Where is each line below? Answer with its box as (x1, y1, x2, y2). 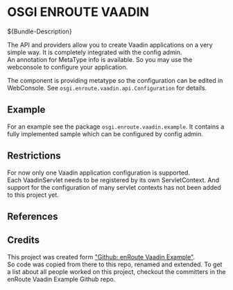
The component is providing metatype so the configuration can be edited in (7, 76, 223, 84)
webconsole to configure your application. (7, 63, 128, 71)
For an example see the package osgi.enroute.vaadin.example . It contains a (7, 122, 225, 131)
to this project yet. (7, 191, 59, 199)
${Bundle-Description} (7, 27, 72, 35)
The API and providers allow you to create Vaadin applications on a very (7, 40, 213, 49)
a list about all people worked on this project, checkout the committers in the (7, 267, 226, 275)
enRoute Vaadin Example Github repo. (7, 275, 116, 283)
